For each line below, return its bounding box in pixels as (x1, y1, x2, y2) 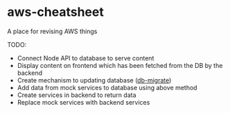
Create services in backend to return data (17, 91, 136, 99)
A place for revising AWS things (7, 27, 98, 35)
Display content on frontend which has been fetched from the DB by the (17, 61, 223, 69)
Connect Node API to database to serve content (17, 53, 154, 62)
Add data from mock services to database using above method (17, 83, 197, 92)
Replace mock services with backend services (17, 98, 150, 106)
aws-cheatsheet (7, 4, 104, 20)
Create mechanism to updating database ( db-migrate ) (17, 76, 172, 84)
